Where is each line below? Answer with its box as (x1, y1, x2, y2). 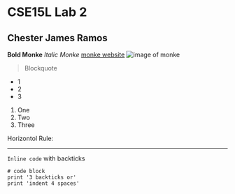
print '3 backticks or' (7, 174, 77, 181)
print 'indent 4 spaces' (7, 180, 80, 187)
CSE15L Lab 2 (7, 4, 87, 20)
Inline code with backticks (7, 154, 85, 163)
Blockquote (24, 64, 57, 72)
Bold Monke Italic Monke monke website (7, 50, 125, 59)
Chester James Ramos (7, 32, 108, 44)
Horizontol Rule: (7, 134, 54, 142)
